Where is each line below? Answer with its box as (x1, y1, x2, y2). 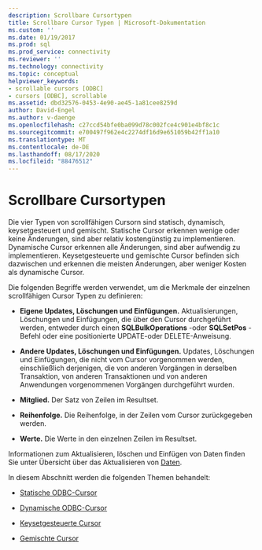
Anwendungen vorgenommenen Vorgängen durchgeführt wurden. (19, 380, 234, 390)
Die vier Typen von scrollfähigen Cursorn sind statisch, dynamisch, (8, 218, 226, 227)
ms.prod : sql (8, 41, 51, 49)
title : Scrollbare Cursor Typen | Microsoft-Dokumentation (8, 19, 206, 27)
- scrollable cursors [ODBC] (8, 84, 104, 93)
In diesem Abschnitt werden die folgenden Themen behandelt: (8, 473, 211, 482)
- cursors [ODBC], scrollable (8, 92, 108, 100)
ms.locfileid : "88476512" (8, 158, 93, 166)
